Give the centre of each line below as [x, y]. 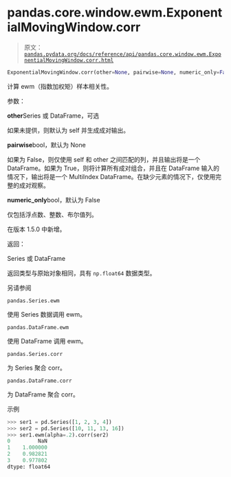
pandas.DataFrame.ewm [38, 327]
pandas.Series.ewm [33, 301]
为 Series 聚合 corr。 [37, 368]
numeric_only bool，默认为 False [54, 200]
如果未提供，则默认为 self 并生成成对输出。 [68, 130]
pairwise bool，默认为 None [46, 145]
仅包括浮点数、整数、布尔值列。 [52, 214]
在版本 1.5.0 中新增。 [36, 229]
